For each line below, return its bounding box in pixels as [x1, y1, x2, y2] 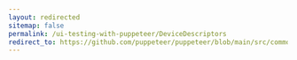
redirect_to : [8, 37, 57, 47]
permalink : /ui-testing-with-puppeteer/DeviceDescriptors [8, 29, 227, 38]
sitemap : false [8, 21, 65, 30]
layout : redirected [8, 12, 81, 22]
